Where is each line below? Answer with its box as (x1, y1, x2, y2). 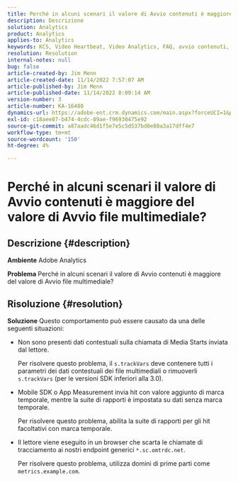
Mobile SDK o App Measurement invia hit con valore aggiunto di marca (17, 388, 225, 396)
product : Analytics (7, 30, 65, 38)
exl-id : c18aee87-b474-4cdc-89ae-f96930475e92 (7, 116, 147, 123)
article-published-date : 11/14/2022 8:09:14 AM (7, 89, 151, 96)
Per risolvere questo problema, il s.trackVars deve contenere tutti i (17, 359, 213, 367)
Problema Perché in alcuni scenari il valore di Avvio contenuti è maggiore (7, 270, 221, 279)
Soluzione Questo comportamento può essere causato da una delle (7, 316, 205, 325)
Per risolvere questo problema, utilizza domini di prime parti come (17, 459, 210, 468)
